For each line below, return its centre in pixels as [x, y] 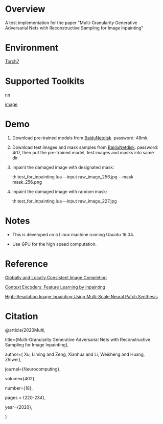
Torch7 [12, 61]
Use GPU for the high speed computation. [54, 244]
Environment [32, 48]
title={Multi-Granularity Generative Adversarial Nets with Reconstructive [78, 339]
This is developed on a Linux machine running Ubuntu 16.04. [73, 234]
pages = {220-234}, [25, 397]
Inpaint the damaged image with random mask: [59, 191]
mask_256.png [27, 182]
